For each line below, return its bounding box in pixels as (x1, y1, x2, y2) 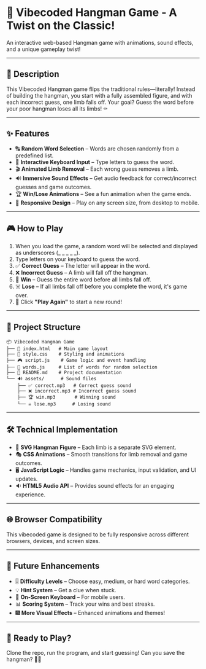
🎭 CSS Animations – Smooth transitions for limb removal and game (15, 451, 188, 458)
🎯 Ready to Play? (6, 633, 72, 644)
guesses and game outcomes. (15, 183, 92, 190)
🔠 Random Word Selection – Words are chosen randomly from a (15, 144, 179, 152)
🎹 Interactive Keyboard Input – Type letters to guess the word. (15, 158, 175, 165)
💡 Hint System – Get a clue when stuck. (15, 586, 116, 593)
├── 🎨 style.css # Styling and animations (6, 351, 124, 358)
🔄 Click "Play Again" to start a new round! (15, 298, 123, 306)
